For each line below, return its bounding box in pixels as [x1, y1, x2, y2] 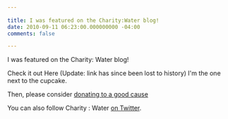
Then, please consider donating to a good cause [7, 90, 148, 99]
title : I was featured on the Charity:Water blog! [7, 17, 160, 24]
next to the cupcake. [7, 77, 67, 85]
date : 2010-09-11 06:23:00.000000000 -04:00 [7, 23, 140, 30]
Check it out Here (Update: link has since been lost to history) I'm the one [7, 69, 221, 77]
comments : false [7, 30, 55, 37]
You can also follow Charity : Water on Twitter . [7, 104, 142, 113]
